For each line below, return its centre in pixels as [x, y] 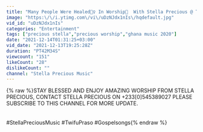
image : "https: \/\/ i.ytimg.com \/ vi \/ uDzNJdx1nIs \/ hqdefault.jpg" [90, 17]
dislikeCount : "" [28, 68]
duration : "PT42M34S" [34, 51]
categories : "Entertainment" [43, 29]
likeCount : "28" [27, 62]
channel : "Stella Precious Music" [50, 74]
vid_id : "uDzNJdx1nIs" [35, 23]
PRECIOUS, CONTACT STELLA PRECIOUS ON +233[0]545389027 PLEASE [99, 97]
